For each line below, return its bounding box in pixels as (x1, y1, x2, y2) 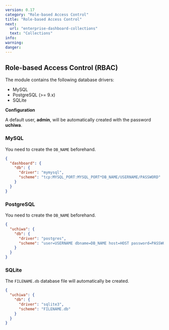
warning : (5, 40, 24, 45)
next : (5, 21, 17, 27)
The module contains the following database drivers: (5, 77, 115, 83)
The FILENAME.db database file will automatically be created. (5, 278, 129, 284)
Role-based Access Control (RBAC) (5, 63, 118, 72)
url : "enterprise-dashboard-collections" (10, 26, 98, 31)
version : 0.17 (5, 7, 35, 13)
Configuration (5, 107, 35, 113)
